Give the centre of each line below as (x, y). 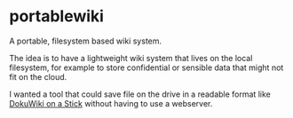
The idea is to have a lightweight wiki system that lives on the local (131, 58)
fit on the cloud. (38, 76)
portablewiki (57, 16)
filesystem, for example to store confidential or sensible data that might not (146, 67)
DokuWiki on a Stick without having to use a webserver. (111, 103)
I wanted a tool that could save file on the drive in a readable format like (140, 94)
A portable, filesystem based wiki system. (86, 41)
